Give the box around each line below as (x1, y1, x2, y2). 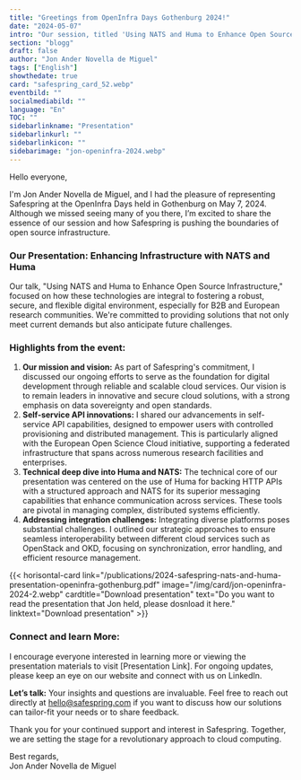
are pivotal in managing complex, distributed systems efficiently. (21, 504, 261, 516)
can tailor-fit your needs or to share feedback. (9, 706, 180, 717)
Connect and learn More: (9, 630, 121, 643)
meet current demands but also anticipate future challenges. (9, 319, 233, 329)
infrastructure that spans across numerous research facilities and (21, 448, 264, 459)
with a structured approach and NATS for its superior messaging (21, 486, 261, 496)
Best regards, (9, 750, 59, 761)
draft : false (9, 47, 58, 56)
